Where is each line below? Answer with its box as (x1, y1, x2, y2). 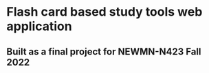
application (6, 18, 73, 34)
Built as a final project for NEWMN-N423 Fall (6, 46, 201, 57)
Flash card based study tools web (6, 4, 203, 20)
